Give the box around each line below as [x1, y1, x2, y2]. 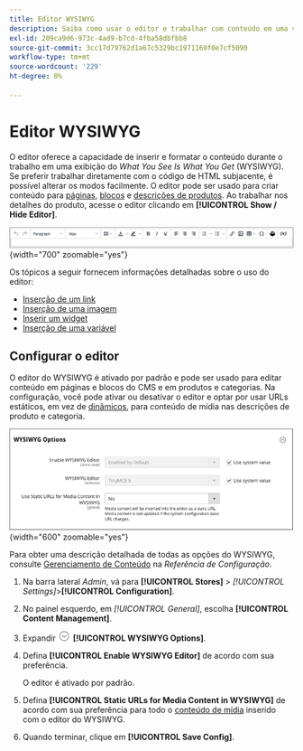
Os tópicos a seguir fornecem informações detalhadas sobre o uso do [9, 267, 270, 277]
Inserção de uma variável [22, 322, 117, 333]
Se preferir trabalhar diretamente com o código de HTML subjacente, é [9, 170, 273, 181]
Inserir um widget [22, 313, 88, 324]
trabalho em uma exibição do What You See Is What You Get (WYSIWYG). [9, 161, 284, 172]
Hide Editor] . [9, 209, 58, 220]
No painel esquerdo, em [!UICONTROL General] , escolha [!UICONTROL [22, 604, 289, 615]
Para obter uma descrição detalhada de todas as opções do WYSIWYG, [9, 549, 275, 560]
